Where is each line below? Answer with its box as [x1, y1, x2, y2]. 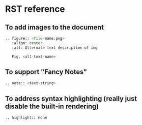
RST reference [5, 3, 65, 15]
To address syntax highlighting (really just [5, 94, 137, 103]
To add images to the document [5, 23, 104, 31]
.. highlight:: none [5, 115, 48, 120]
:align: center [11, 40, 43, 45]
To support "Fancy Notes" [5, 67, 87, 76]
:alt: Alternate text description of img [11, 45, 98, 50]
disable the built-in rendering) [5, 102, 99, 110]
